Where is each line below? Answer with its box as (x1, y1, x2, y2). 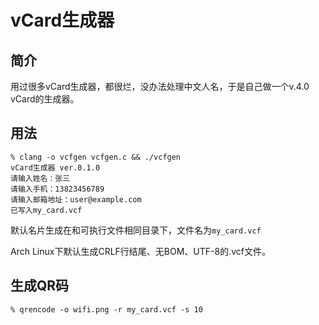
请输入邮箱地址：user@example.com (10, 194, 142, 205)
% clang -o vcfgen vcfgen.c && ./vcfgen (10, 152, 182, 162)
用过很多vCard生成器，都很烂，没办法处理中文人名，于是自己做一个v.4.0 (10, 81, 310, 92)
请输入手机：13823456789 (10, 184, 105, 194)
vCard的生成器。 (10, 93, 80, 105)
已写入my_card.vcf (10, 205, 83, 215)
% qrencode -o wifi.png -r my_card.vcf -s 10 (10, 304, 203, 315)
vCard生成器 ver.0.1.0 (10, 162, 101, 173)
